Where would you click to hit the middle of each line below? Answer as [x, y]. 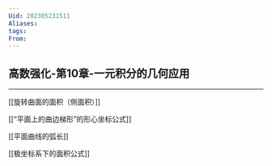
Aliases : [23, 23]
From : [17, 38]
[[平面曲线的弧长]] [38, 136]
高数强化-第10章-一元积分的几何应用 [99, 73]
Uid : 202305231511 [39, 16]
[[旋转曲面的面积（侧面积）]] [55, 102]
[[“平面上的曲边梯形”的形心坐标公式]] [70, 119]
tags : [17, 31]
